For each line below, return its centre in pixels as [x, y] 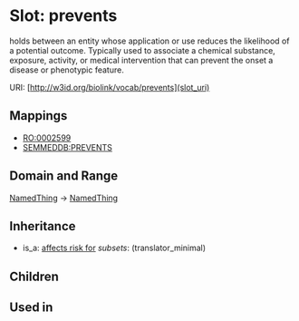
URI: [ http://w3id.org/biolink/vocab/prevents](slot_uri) [110, 87]
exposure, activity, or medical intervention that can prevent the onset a [141, 60]
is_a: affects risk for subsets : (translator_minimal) [114, 248]
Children [34, 276]
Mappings [39, 116]
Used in [31, 308]
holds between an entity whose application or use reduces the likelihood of [149, 41]
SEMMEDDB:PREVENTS [68, 147]
